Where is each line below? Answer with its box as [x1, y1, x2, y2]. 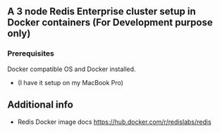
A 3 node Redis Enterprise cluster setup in [7, 6, 196, 18]
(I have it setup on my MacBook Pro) [17, 78, 123, 87]
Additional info [7, 99, 74, 111]
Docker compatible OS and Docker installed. [7, 65, 136, 73]
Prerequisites [7, 49, 54, 58]
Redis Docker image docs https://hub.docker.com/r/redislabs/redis [17, 118, 212, 126]
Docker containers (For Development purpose [7, 17, 213, 29]
